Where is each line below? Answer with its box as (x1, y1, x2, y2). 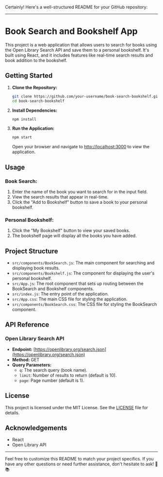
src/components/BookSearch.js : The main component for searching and (12, 260, 155, 266)
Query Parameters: (12, 362, 52, 368)
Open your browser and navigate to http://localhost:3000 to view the (12, 144, 149, 150)
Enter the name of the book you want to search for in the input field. (12, 189, 148, 195)
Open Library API (12, 442, 47, 448)
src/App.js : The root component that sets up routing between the (12, 280, 144, 287)
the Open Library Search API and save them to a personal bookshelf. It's (5, 47, 149, 53)
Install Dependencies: (12, 107, 57, 113)
